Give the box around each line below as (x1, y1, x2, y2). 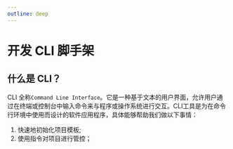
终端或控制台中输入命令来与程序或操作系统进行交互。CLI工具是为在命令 (19, 101, 226, 110)
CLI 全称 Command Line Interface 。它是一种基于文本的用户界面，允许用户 (7, 93, 218, 101)
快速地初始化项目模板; (17, 125, 82, 134)
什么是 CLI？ (7, 73, 62, 85)
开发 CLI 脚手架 (7, 43, 95, 58)
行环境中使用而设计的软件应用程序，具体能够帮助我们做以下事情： (7, 110, 198, 119)
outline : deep (7, 10, 49, 18)
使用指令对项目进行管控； (17, 134, 92, 143)
